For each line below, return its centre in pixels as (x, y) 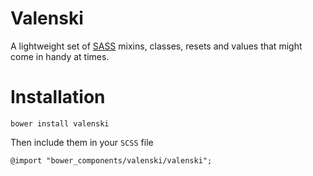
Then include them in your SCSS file (82, 142)
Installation (58, 97)
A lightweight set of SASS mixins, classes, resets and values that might (156, 46)
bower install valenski (60, 123)
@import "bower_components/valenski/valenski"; (111, 160)
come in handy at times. (60, 56)
